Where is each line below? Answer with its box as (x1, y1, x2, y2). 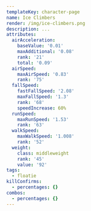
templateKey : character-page (6, 9, 80, 15)
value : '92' (17, 162, 47, 168)
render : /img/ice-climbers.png (6, 20, 86, 26)
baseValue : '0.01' (17, 43, 64, 49)
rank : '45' (17, 156, 45, 162)
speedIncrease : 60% (17, 105, 67, 111)
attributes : (6, 32, 36, 38)
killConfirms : (6, 179, 42, 185)
